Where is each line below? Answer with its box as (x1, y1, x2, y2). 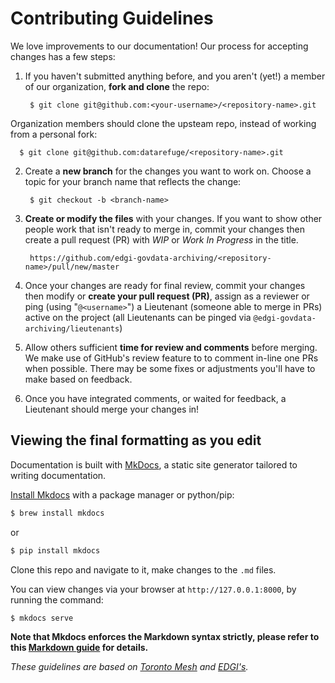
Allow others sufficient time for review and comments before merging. (24, 341, 318, 353)
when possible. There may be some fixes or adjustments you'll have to (24, 362, 316, 374)
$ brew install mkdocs (10, 508, 105, 518)
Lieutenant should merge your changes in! (24, 403, 200, 415)
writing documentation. (10, 469, 107, 481)
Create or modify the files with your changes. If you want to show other (24, 212, 323, 224)
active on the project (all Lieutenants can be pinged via (24, 311, 252, 323)
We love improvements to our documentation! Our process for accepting (10, 40, 309, 52)
